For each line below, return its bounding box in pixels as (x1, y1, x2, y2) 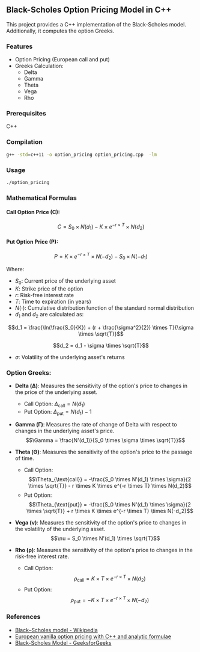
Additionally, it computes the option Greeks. (6, 27, 115, 34)
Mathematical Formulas (6, 194, 77, 202)
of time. (14, 455, 34, 462)
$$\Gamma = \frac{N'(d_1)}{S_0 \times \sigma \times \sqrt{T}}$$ (25, 437, 186, 444)
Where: (6, 265, 25, 272)
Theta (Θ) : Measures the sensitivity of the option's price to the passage (14, 448, 193, 456)
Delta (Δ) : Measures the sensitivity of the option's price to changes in (14, 382, 188, 389)
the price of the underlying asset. (14, 388, 98, 396)
